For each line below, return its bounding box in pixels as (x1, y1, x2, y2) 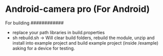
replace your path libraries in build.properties (12, 29, 105, 35)
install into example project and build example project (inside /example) (12, 40, 159, 46)
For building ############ (5, 20, 64, 26)
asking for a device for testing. (12, 45, 76, 51)
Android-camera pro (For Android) (5, 3, 150, 15)
